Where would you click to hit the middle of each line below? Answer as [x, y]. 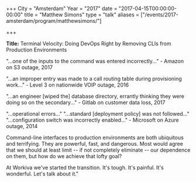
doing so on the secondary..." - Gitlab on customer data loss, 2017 [86, 102]
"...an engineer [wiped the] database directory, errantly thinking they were [95, 96]
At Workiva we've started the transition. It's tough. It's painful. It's [85, 167]
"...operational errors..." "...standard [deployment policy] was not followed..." [98, 114]
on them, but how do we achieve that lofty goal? [64, 156]
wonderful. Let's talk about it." [42, 174]
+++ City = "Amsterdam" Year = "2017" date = [62, 8]
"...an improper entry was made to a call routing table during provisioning [94, 79]
